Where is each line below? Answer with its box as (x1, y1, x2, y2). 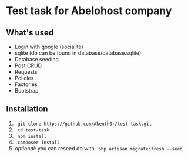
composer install (17, 140, 60, 146)
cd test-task (17, 127, 49, 133)
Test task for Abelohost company (6, 4, 172, 18)
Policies (14, 75, 34, 81)
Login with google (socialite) (14, 43, 83, 50)
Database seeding (14, 56, 59, 62)
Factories (14, 81, 38, 88)
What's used (6, 28, 54, 38)
